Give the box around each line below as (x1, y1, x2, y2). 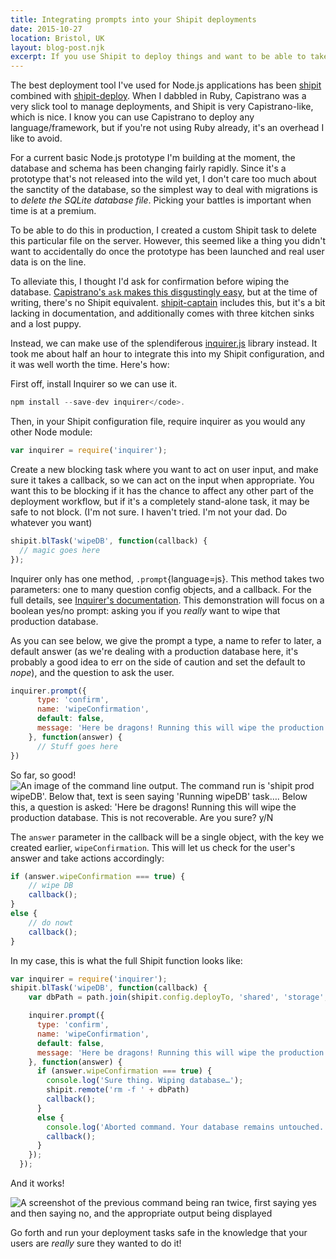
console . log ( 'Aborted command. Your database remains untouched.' (46, 1122, 329, 1132)
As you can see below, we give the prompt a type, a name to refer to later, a (10, 634, 322, 646)
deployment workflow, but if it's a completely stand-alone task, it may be (10, 495, 310, 507)
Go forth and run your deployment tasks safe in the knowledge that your (10, 1227, 308, 1238)
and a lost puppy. (10, 318, 82, 330)
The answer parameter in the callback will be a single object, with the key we (10, 831, 325, 843)
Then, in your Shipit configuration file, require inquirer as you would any (10, 416, 306, 427)
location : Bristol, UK (10, 33, 105, 43)
